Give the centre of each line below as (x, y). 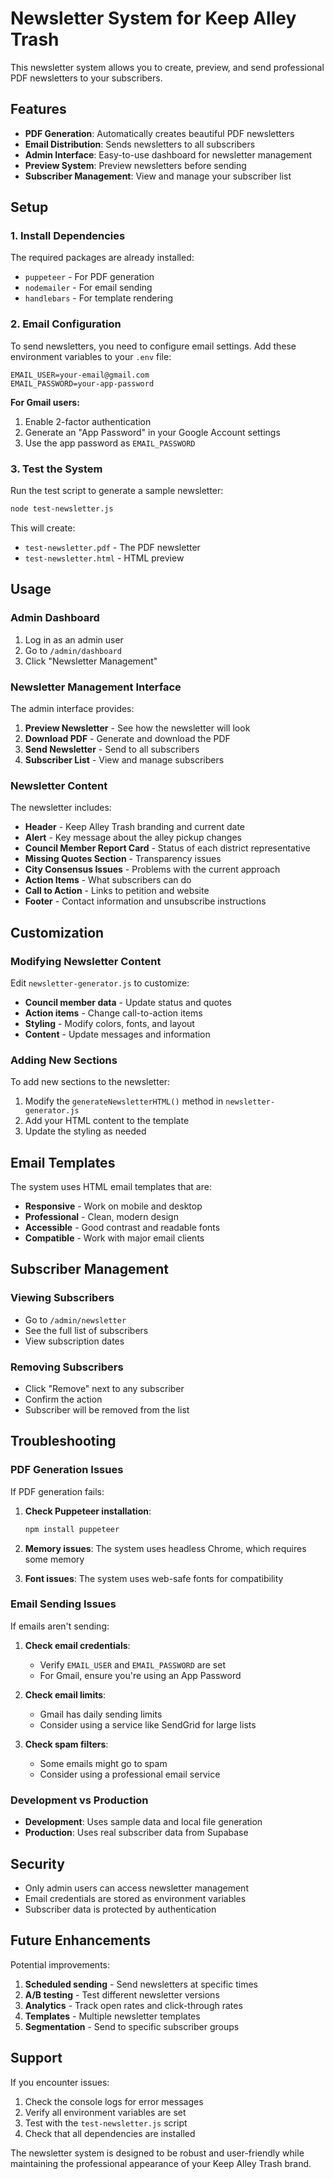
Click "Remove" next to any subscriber (104, 1388)
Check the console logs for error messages (114, 2101)
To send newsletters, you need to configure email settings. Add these (153, 346)
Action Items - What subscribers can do (108, 880)
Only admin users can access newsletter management (136, 1888)
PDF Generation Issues (67, 1470)
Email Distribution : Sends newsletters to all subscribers (140, 144)
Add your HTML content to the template (107, 1121)
